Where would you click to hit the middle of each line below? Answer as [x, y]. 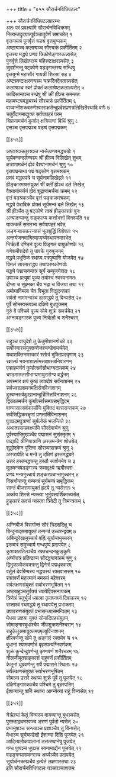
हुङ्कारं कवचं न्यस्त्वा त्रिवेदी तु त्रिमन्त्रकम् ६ [46, 501]
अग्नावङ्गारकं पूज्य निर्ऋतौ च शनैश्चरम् [42, 317]
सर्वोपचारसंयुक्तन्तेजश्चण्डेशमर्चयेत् [37, 348]
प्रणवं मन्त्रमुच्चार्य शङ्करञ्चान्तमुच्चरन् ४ [42, 474]
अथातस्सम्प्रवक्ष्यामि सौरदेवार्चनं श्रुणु [38, 428]
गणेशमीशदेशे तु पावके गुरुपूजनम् [35, 251]
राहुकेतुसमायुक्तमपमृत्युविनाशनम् [35, 631]
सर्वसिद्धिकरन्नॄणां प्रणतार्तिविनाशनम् [37, 415]
